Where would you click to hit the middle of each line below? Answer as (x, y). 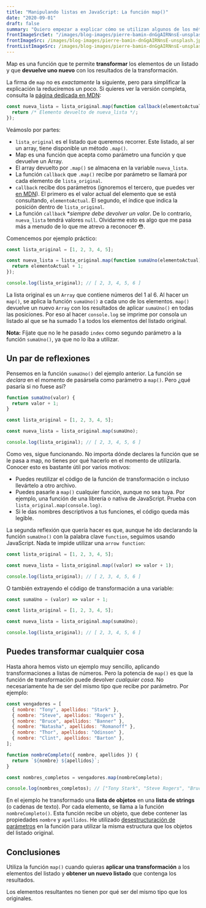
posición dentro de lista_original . (60, 207)
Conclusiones (33, 852)
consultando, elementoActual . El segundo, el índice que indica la (96, 200)
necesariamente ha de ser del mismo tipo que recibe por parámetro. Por (97, 686)
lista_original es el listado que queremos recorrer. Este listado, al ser (105, 141)
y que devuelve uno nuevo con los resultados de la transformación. (92, 70)
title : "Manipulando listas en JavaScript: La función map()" (87, 12)
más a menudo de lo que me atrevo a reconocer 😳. (80, 226)
